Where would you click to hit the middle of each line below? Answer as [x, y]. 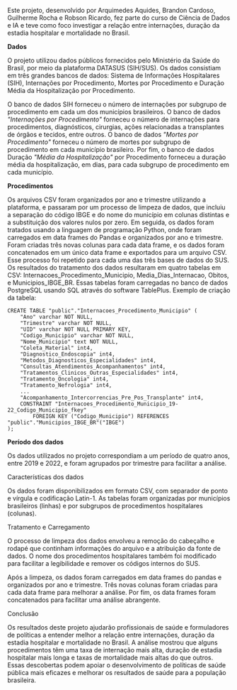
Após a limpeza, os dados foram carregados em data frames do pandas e [115, 577]
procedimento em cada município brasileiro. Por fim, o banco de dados [111, 149]
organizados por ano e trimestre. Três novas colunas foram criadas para [112, 585]
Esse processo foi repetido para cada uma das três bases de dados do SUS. [118, 260]
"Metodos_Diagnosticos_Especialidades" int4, [88, 361]
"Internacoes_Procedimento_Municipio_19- [117, 404]
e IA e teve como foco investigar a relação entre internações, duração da [114, 25]
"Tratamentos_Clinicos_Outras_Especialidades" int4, [99, 373]
